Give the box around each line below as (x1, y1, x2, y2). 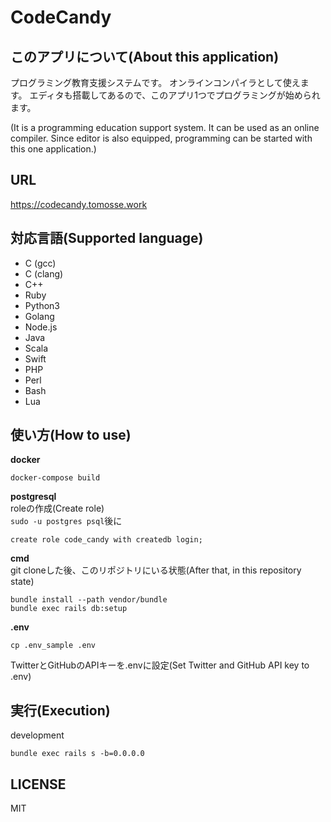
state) (10, 576, 35, 588)
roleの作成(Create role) (10, 502, 105, 515)
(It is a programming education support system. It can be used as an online (10, 122, 320, 133)
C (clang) (24, 267, 64, 280)
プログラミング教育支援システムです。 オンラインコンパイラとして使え (10, 77, 301, 88)
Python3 (24, 299, 60, 311)
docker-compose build (10, 473, 101, 483)
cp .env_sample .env (10, 641, 97, 651)
